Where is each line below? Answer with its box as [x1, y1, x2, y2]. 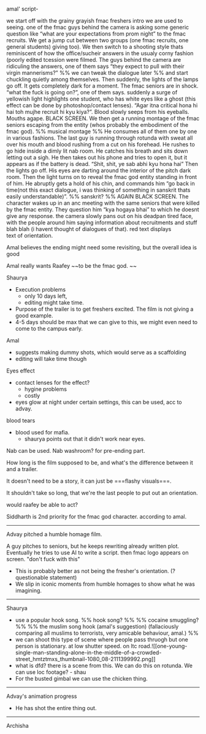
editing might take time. [24, 299, 84, 306]
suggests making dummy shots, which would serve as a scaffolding [15, 349, 187, 356]
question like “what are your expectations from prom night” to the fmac [6, 30, 186, 37]
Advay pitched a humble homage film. [6, 531, 102, 538]
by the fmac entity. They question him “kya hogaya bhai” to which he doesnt [6, 206, 199, 213]
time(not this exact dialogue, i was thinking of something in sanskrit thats [6, 186, 191, 194]
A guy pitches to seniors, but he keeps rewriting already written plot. [6, 542, 180, 550]
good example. [15, 312, 53, 319]
